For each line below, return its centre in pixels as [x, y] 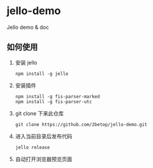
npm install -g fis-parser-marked [57, 96]
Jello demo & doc [28, 27]
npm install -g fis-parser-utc [54, 101]
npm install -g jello [41, 74]
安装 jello [26, 62]
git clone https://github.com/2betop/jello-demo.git [81, 124]
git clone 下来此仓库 [39, 113]
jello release [32, 147]
